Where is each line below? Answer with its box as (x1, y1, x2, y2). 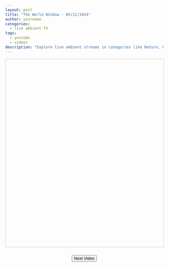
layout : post (5, 7, 33, 13)
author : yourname (5, 17, 42, 22)
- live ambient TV (10, 26, 49, 31)
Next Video (74, 255, 95, 261)
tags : (5, 31, 17, 36)
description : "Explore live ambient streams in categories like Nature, (5, 45, 160, 50)
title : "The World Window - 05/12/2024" (5, 12, 91, 17)
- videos (10, 40, 28, 45)
